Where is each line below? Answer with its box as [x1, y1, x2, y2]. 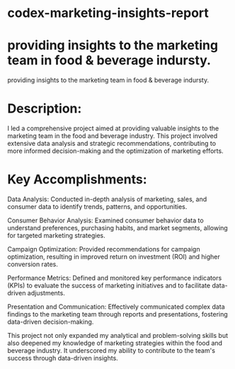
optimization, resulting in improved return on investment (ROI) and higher [7, 253, 221, 261]
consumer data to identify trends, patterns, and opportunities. [7, 203, 188, 210]
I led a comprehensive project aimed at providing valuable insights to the [7, 124, 219, 132]
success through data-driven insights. [7, 354, 118, 362]
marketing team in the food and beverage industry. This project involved [7, 132, 218, 140]
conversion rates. [7, 260, 59, 268]
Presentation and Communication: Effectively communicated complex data [7, 302, 225, 311]
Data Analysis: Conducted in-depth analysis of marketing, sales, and [7, 195, 207, 203]
